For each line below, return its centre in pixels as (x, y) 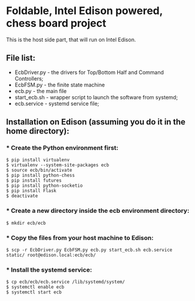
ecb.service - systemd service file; (57, 103)
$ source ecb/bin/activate (39, 170)
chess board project (56, 23)
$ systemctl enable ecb (35, 287)
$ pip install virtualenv (38, 160)
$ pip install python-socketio (44, 186)
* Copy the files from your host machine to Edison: (80, 238)
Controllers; (29, 78)
